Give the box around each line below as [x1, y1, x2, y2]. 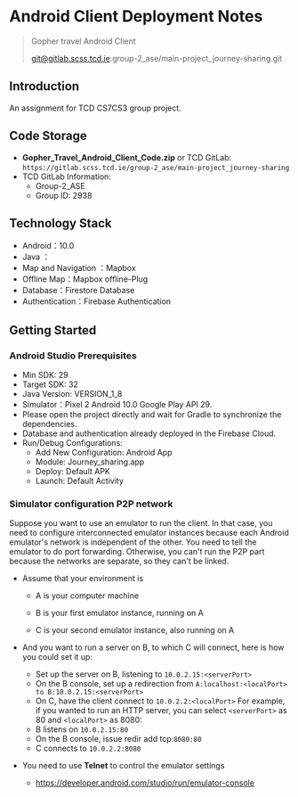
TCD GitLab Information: [21, 171, 111, 182]
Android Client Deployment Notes [9, 6, 263, 27]
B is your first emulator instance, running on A [35, 608, 205, 619]
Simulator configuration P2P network [9, 497, 173, 510]
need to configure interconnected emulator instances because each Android [9, 528, 289, 538]
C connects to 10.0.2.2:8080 [35, 743, 141, 754]
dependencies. [21, 419, 77, 430]
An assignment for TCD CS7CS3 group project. [9, 103, 182, 113]
